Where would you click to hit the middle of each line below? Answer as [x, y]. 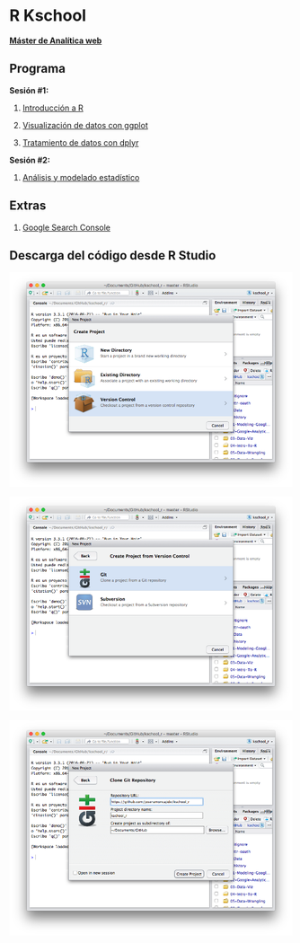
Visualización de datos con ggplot [85, 125]
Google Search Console [66, 227]
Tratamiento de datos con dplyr [80, 142]
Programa [37, 69]
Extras [28, 206]
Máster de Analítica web [56, 40]
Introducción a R [53, 108]
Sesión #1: [29, 90]
